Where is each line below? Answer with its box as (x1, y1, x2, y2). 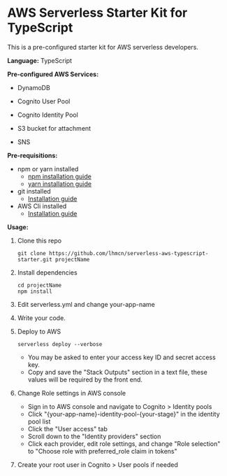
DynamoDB (17, 83, 50, 92)
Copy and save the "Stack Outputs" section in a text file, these (27, 368, 207, 376)
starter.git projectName (17, 256, 90, 263)
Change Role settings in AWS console (17, 389, 126, 397)
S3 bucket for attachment (17, 124, 91, 132)
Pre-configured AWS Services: (7, 70, 99, 78)
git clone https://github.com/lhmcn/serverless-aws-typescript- (17, 250, 209, 257)
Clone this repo (17, 236, 61, 245)
